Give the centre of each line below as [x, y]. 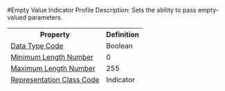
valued [17, 17]
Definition [123, 34]
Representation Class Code [55, 80]
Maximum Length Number [53, 68]
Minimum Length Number [52, 57]
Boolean [119, 46]
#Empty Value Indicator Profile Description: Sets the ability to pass [102, 10]
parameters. [45, 17]
